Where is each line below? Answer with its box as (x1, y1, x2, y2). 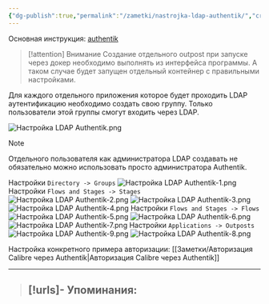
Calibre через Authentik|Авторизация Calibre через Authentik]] (8, 253, 220, 262)
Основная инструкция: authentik (8, 34, 118, 43)
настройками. (27, 74, 76, 84)
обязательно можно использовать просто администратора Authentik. (8, 162, 247, 172)
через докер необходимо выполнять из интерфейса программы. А (27, 58, 258, 67)
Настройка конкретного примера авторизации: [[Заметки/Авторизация (8, 244, 254, 254)
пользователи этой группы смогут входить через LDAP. (8, 107, 199, 117)
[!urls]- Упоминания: (27, 283, 138, 297)
